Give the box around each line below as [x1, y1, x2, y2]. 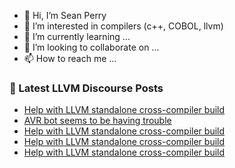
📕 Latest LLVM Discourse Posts [9, 81, 164, 95]
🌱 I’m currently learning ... [23, 31, 131, 42]
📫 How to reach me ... [23, 53, 117, 64]
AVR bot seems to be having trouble [23, 115, 172, 127]
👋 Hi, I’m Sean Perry [23, 10, 107, 21]
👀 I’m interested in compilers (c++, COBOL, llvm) [23, 20, 224, 32]
